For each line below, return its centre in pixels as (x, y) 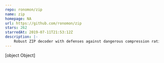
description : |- (21, 37)
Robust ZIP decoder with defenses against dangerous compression (82, 42)
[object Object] (20, 55)
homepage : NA (18, 19)
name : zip (15, 14)
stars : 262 (16, 28)
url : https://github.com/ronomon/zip (43, 23)
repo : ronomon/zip (24, 10)
